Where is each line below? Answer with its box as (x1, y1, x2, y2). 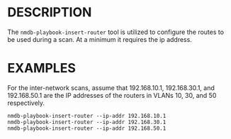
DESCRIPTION (7, 4, 92, 21)
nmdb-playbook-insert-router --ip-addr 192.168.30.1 (7, 118, 167, 126)
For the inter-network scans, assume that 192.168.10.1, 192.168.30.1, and (7, 83, 215, 92)
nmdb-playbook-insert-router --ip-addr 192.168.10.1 (7, 112, 167, 119)
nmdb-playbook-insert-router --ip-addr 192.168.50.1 (7, 125, 167, 132)
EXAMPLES (7, 60, 76, 77)
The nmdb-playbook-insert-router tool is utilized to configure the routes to (7, 28, 225, 36)
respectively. (7, 99, 45, 107)
